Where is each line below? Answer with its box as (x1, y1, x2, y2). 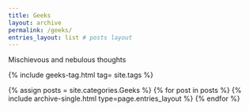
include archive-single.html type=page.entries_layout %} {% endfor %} (8, 94, 240, 103)
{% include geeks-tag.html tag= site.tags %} (8, 70, 154, 80)
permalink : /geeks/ (8, 26, 73, 34)
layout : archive (8, 19, 62, 27)
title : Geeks (8, 11, 51, 20)
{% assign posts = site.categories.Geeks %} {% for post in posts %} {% (8, 86, 243, 95)
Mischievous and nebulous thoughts (8, 55, 126, 65)
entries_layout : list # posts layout (8, 33, 133, 42)
